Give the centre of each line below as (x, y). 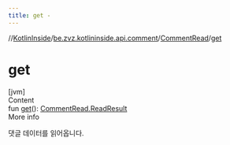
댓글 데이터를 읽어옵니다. (46, 133)
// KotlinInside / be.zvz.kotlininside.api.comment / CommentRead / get (115, 38)
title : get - (30, 15)
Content (21, 100)
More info (24, 117)
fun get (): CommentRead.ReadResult (68, 108)
